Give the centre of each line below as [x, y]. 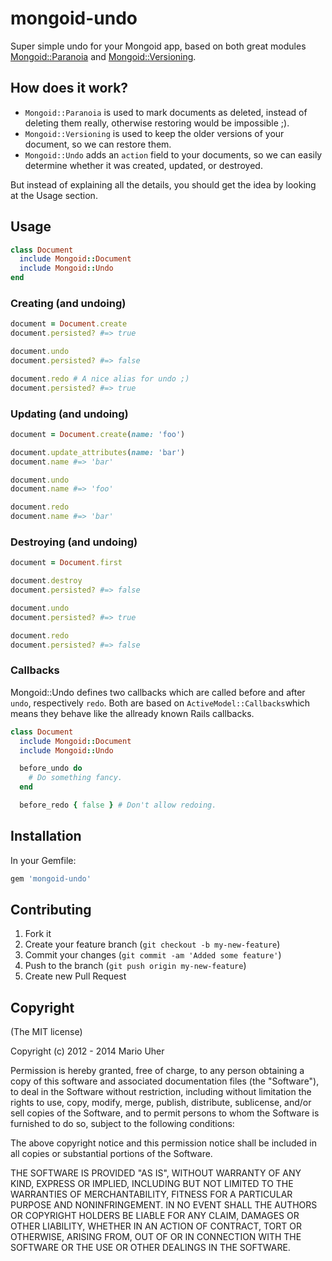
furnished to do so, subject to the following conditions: [122, 1124]
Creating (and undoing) [68, 303]
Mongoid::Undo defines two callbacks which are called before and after [158, 692]
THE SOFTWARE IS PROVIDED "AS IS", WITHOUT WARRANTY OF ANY [156, 1173]
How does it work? [69, 88]
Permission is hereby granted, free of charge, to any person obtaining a [157, 1071]
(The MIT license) [46, 1032]
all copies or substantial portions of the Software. [111, 1154]
